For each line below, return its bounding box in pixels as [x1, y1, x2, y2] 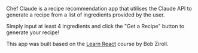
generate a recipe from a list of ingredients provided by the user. [6, 11, 165, 18]
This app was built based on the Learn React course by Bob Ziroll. [6, 41, 169, 47]
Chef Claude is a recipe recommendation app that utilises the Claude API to [6, 5, 193, 12]
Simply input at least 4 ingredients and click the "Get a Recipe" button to [6, 23, 185, 29]
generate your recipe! [6, 29, 60, 36]
